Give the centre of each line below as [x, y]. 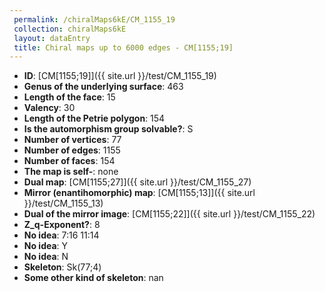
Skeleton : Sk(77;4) [62, 267]
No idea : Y [46, 246]
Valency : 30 [49, 108]
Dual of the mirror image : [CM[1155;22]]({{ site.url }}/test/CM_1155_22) [169, 214]
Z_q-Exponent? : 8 [62, 225]
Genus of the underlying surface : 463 [103, 87]
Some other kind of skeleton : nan [93, 278]
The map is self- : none [71, 172]
